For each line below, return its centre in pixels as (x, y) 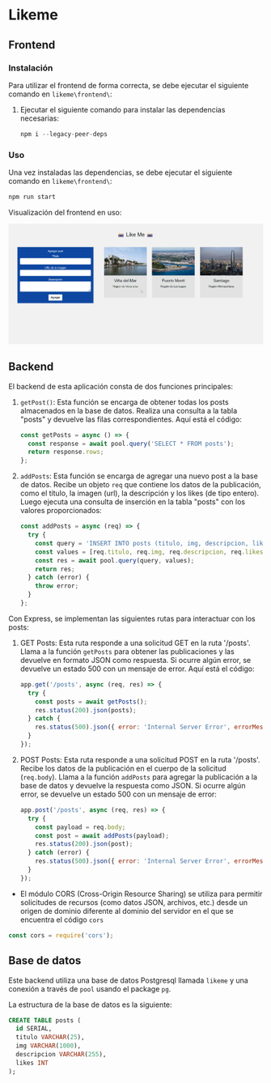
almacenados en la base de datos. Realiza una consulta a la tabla (129, 410)
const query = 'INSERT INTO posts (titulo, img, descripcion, (142, 543)
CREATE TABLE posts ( (45, 1020)
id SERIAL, (34, 1029)
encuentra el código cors (61, 919)
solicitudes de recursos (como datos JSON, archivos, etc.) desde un (134, 902)
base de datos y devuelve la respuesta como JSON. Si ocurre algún (133, 785)
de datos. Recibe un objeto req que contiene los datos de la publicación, (140, 485)
